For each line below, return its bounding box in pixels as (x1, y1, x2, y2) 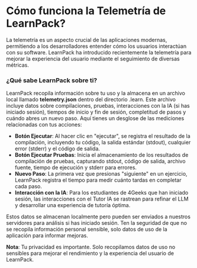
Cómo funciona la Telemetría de (6, 4, 166, 18)
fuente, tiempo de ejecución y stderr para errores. (14, 164, 137, 171)
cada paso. (14, 183, 43, 190)
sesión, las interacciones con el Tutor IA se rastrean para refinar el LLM (14, 195, 189, 202)
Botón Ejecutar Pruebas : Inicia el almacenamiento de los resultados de (14, 151, 189, 159)
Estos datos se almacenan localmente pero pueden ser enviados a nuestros (6, 213, 191, 220)
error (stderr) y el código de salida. (14, 145, 101, 152)
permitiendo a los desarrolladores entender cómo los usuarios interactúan (6, 43, 187, 50)
